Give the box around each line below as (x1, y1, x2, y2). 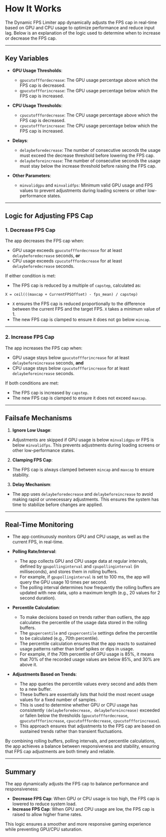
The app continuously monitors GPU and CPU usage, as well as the (12, 534, 150, 540)
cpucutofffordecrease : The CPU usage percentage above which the (19, 112, 158, 118)
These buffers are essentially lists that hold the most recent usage (19, 692, 155, 698)
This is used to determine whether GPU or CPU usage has (19, 702, 138, 708)
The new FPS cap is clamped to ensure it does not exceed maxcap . (12, 395, 147, 401)
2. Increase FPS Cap (5, 333, 54, 340)
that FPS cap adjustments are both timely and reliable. (5, 749, 115, 755)
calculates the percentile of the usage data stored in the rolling (19, 620, 147, 626)
